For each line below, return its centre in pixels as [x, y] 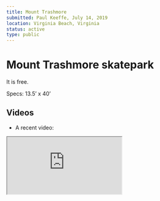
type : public [23, 35]
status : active [26, 29]
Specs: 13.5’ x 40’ [28, 94]
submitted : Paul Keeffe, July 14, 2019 [57, 18]
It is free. [17, 82]
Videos [20, 113]
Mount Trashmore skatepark [80, 65]
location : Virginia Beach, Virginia [53, 23]
